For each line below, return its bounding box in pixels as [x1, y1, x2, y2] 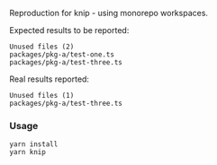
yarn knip [9, 148, 47, 157]
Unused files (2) [9, 42, 75, 51]
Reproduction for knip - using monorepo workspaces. [9, 8, 209, 18]
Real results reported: [9, 74, 90, 84]
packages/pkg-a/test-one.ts [9, 50, 115, 59]
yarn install [9, 140, 59, 149]
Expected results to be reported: [9, 25, 130, 35]
